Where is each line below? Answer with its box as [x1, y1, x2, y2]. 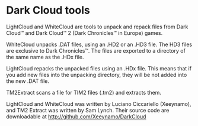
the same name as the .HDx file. [6, 53, 84, 60]
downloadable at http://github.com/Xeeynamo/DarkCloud [6, 113, 146, 120]
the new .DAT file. [6, 77, 49, 85]
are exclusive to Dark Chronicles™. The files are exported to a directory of [6, 47, 186, 54]
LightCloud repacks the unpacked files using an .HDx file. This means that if [6, 64, 191, 72]
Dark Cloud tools [6, 4, 90, 17]
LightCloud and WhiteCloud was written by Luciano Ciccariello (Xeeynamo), [6, 100, 191, 107]
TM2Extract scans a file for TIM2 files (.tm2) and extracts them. [6, 89, 162, 96]
